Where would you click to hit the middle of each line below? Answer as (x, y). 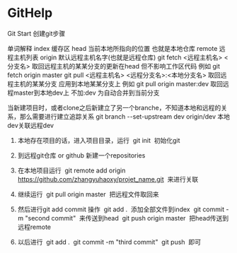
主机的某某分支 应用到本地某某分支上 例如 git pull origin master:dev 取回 (118, 83)
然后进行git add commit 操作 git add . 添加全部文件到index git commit (121, 209)
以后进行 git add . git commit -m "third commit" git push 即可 (109, 242)
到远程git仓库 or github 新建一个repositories (81, 155)
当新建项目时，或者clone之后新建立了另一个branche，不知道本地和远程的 (114, 107)
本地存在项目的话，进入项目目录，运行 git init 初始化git (99, 140)
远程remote (34, 227)
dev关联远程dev (31, 125)
